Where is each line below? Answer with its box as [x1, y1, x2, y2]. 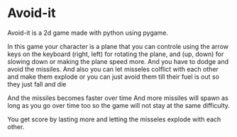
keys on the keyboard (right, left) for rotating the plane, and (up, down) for [7, 50, 224, 58]
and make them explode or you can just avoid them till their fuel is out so [7, 72, 220, 81]
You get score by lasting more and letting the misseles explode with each [7, 115, 221, 124]
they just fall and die [7, 80, 67, 88]
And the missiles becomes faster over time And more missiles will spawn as [7, 94, 228, 102]
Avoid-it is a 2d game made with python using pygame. [7, 28, 169, 37]
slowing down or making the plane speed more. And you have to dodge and [7, 57, 229, 65]
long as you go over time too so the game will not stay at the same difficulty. [7, 101, 231, 109]
